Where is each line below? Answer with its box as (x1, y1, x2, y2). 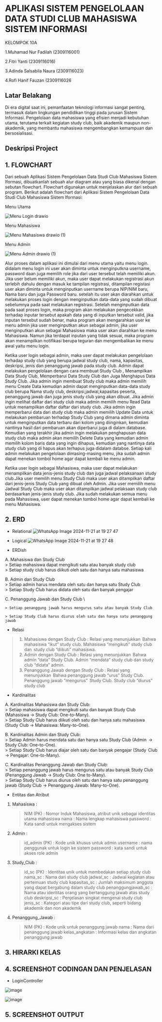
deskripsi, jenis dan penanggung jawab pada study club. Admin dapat (5, 363, 144, 369)
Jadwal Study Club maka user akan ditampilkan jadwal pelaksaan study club (5, 486, 157, 492)
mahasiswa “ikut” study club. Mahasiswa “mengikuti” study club (24, 641, 152, 647)
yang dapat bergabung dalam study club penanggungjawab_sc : (24, 884, 152, 890)
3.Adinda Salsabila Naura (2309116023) (5, 68, 84, 73)
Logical (12, 538, 27, 544)
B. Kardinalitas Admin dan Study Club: (5, 731, 81, 737)
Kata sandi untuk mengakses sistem (24, 821, 96, 827)
